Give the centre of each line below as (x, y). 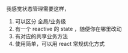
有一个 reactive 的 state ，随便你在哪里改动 (68, 29)
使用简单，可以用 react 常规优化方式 (60, 44)
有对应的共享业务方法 (41, 36)
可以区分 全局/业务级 (40, 21)
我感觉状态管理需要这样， (38, 9)
